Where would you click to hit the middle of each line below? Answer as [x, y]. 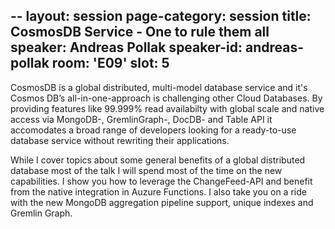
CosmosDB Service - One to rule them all [140, 32]
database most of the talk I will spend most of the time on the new [146, 170]
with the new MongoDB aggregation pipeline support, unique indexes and [162, 202]
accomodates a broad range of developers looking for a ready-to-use [153, 130]
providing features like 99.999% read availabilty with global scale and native [167, 108]
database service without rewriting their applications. [120, 140]
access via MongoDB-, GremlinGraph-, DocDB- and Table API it [141, 119]
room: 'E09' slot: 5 [110, 63]
